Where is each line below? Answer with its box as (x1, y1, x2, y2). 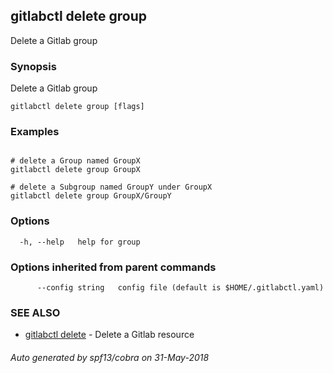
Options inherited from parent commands (10, 260, 217, 274)
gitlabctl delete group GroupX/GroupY (10, 191, 172, 201)
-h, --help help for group (19, 237, 141, 247)
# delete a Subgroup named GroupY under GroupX (10, 182, 213, 193)
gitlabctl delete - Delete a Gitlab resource (24, 329, 195, 341)
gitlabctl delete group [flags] (10, 102, 145, 112)
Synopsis (10, 59, 57, 73)
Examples (10, 125, 60, 139)
